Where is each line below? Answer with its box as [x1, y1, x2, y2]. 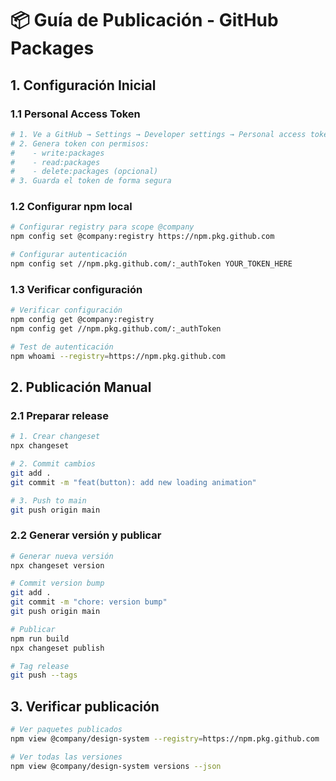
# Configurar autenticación [10, 250, 128, 260]
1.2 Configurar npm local [10, 200, 133, 214]
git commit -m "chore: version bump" [10, 597, 168, 607]
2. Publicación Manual [10, 378, 152, 396]
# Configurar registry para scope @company [10, 222, 195, 232]
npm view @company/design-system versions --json [10, 761, 222, 771]
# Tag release [10, 661, 70, 671]
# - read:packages [10, 157, 101, 167]
